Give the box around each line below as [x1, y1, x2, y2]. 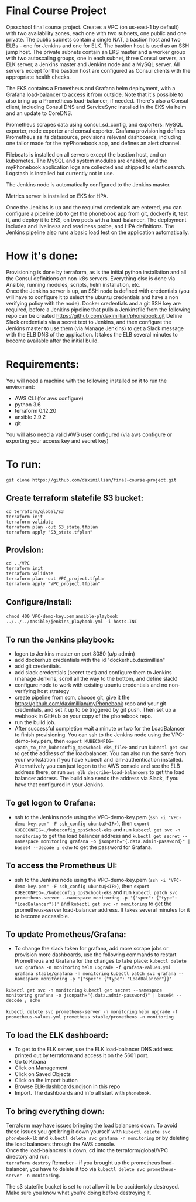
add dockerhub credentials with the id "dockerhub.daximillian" [14, 657, 166, 663]
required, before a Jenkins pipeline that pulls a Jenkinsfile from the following [6, 306, 191, 313]
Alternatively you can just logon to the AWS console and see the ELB [14, 762, 180, 769]
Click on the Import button [14, 1077, 78, 1084]
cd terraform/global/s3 [6, 508, 64, 514]
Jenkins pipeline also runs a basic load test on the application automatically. [6, 229, 190, 236]
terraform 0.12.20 [14, 407, 57, 414]
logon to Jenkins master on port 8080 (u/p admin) [14, 650, 136, 657]
